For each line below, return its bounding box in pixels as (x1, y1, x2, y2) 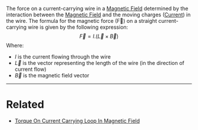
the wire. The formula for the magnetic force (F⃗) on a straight (6, 18, 157, 24)
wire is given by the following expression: (28, 23, 128, 30)
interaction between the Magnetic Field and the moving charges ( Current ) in (6, 11, 191, 18)
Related (6, 98, 44, 111)
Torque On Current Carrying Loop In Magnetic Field (14, 117, 140, 124)
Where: (6, 42, 24, 49)
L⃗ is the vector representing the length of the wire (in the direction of (14, 60, 184, 66)
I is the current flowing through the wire (14, 53, 111, 60)
